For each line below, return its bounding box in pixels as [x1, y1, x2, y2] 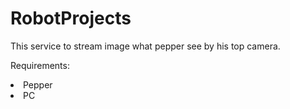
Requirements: [10, 59, 70, 71]
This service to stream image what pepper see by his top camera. [10, 40, 281, 52]
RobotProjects [10, 7, 132, 30]
